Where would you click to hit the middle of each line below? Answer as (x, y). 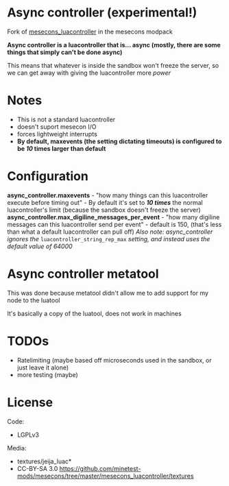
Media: (17, 448)
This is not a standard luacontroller (66, 119)
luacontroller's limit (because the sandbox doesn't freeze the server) (104, 210)
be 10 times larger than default (61, 148)
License (30, 402)
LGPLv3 (28, 435)
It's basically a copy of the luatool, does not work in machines (94, 313)
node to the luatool (34, 300)
